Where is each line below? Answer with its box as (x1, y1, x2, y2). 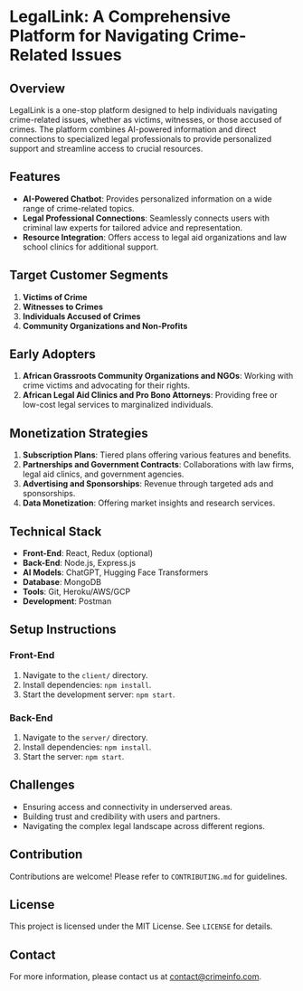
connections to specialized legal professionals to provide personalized (9, 134, 272, 144)
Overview (9, 80, 66, 96)
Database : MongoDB (22, 577, 102, 588)
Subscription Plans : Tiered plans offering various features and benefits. (22, 449, 292, 460)
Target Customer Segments (9, 268, 169, 283)
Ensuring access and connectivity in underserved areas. (22, 801, 233, 812)
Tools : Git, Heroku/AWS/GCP (22, 586, 131, 598)
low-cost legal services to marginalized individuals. (22, 400, 214, 411)
